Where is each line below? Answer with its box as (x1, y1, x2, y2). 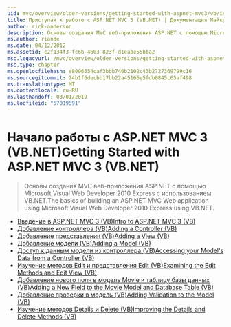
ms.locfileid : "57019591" (7, 100, 81, 107)
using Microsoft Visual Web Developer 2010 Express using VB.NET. (23, 204, 214, 212)
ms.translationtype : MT (7, 81, 76, 88)
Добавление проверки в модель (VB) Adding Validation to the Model (16, 290, 214, 299)
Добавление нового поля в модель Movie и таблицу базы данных (16, 275, 210, 284)
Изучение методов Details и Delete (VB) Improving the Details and (16, 305, 206, 313)
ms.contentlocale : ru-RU (7, 87, 78, 94)
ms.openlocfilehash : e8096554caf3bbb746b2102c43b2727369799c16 (7, 68, 192, 75)
